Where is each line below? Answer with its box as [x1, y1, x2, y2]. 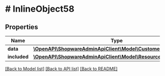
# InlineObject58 [5, 3, 75, 15]
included [7, 54, 28, 60]
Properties [5, 23, 38, 31]
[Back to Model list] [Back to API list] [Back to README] [5, 66, 118, 72]
